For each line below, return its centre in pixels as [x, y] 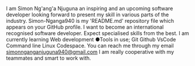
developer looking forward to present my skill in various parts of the [88, 15]
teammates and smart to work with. [49, 58]
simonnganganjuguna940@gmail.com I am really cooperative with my [90, 52]
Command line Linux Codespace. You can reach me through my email [90, 46]
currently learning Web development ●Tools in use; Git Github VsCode [91, 39]
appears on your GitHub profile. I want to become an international [85, 27]
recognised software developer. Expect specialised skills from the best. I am [98, 33]
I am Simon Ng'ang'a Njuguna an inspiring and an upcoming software [90, 8]
